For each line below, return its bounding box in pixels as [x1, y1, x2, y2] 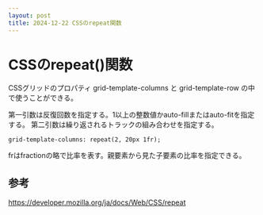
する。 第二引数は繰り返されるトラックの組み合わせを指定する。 [8, 120, 219, 129]
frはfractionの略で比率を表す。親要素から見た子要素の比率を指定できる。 [8, 151, 246, 160]
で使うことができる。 [8, 93, 78, 103]
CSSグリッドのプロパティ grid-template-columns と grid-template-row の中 [8, 83, 255, 93]
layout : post [8, 11, 51, 20]
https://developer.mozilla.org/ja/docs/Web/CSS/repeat [8, 198, 186, 207]
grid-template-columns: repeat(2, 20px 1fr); [8, 136, 161, 144]
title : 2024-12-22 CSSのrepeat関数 [8, 19, 122, 27]
